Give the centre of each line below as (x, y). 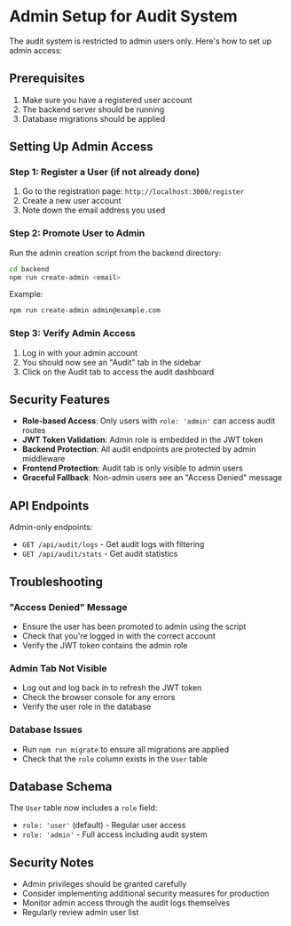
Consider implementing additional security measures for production (145, 894)
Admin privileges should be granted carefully (104, 884)
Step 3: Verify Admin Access (72, 334)
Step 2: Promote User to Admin (77, 233)
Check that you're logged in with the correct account (118, 636)
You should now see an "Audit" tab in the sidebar (111, 362)
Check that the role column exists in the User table (115, 759)
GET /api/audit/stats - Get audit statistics (100, 554)
